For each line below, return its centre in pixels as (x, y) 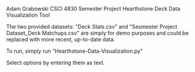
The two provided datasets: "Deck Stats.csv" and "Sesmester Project (92, 27)
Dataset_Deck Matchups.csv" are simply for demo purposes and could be (97, 33)
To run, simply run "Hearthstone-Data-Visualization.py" (74, 51)
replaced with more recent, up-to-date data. (61, 39)
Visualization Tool (28, 15)
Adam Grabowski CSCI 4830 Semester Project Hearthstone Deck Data (93, 9)
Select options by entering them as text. (55, 63)
